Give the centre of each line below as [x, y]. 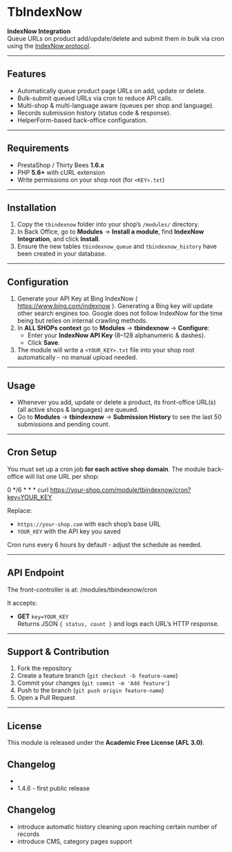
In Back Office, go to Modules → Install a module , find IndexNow [110, 231]
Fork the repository [45, 668]
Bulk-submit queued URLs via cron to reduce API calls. [95, 98]
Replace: [20, 510]
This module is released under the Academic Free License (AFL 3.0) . [106, 743]
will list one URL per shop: [62, 476]
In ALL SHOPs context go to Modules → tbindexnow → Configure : [113, 328]
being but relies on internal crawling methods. [83, 321]
